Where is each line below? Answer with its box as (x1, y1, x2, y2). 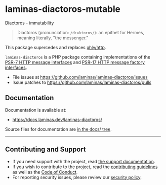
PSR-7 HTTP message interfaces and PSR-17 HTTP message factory (5, 59, 145, 65)
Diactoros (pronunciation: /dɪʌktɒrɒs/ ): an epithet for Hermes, (17, 29, 145, 35)
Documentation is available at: (5, 107, 67, 113)
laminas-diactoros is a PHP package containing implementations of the (5, 54, 151, 60)
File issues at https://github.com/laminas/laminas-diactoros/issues (12, 74, 148, 80)
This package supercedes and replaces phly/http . (5, 44, 106, 50)
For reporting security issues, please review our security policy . (12, 174, 142, 180)
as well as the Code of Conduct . (12, 169, 78, 175)
